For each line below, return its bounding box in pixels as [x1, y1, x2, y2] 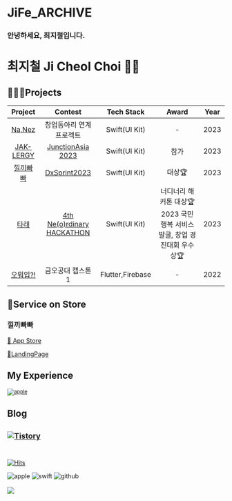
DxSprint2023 [44, 168, 92, 177]
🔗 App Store [7, 336, 41, 344]
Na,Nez [11, 125, 36, 135]
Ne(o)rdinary [47, 219, 90, 229]
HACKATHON [46, 228, 90, 237]
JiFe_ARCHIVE [7, 5, 93, 21]
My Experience [7, 370, 74, 382]
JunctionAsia [47, 142, 90, 152]
